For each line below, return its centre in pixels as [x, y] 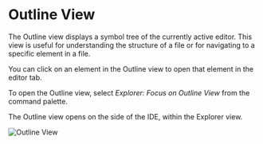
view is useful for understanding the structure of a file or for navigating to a [131, 45]
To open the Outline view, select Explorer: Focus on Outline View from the [129, 92]
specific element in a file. [49, 53]
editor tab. [25, 77]
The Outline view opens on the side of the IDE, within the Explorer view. [126, 116]
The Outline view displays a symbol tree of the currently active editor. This [130, 37]
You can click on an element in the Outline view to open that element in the [131, 68]
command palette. [38, 101]
